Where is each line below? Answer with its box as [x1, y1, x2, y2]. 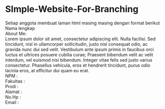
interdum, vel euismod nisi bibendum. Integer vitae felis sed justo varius [5, 57, 153, 63]
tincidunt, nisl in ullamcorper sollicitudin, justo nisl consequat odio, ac [5, 41, 148, 47]
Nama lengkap [5, 25, 35, 31]
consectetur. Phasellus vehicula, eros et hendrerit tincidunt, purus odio [5, 62, 151, 68]
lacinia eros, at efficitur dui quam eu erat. [5, 67, 90, 73]
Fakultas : [5, 78, 25, 84]
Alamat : [5, 89, 22, 95]
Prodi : [5, 83, 19, 89]
